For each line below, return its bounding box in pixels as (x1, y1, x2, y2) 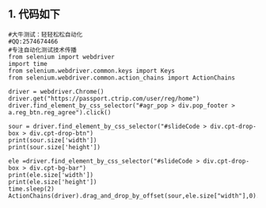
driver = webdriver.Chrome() (8, 87, 104, 95)
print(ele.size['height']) (8, 178, 97, 186)
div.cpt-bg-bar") (28, 164, 87, 172)
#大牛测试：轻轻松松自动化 (8, 30, 83, 38)
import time (8, 60, 47, 67)
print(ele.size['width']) (8, 171, 93, 179)
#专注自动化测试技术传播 (8, 46, 77, 54)
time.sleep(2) (8, 185, 55, 193)
